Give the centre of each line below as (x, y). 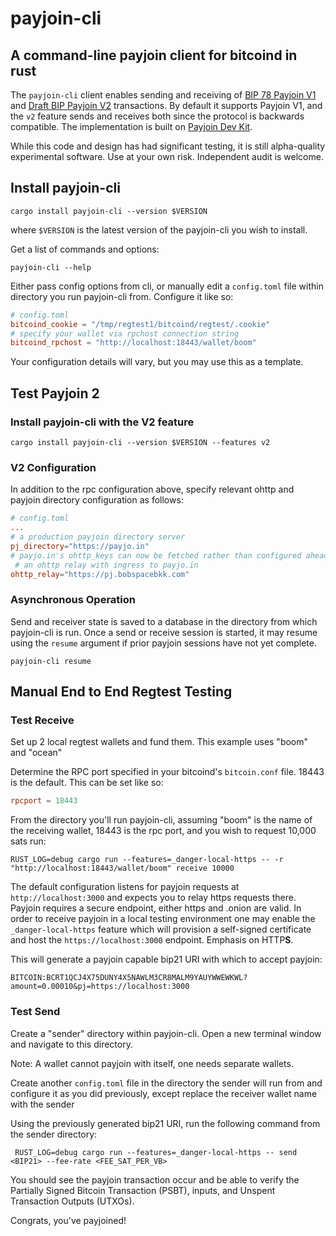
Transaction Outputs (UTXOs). (72, 1201)
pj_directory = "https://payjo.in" (80, 546)
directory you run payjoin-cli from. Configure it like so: (122, 296)
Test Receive (42, 720)
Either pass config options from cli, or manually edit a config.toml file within (167, 286)
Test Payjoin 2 (55, 393)
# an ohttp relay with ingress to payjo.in (106, 565)
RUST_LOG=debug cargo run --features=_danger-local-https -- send (156, 1152)
